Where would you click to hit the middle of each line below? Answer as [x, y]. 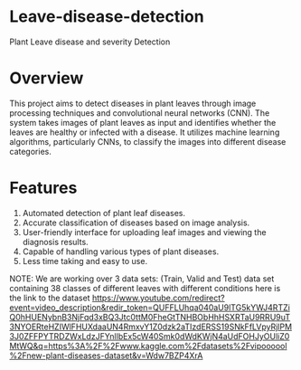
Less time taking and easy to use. [85, 261]
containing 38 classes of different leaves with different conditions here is [145, 288]
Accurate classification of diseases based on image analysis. [136, 223]
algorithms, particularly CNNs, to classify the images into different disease [148, 141]
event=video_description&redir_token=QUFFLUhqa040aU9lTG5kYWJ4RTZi [150, 307]
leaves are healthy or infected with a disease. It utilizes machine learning [145, 132]
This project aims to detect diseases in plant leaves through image [133, 103]
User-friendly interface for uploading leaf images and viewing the [144, 232]
